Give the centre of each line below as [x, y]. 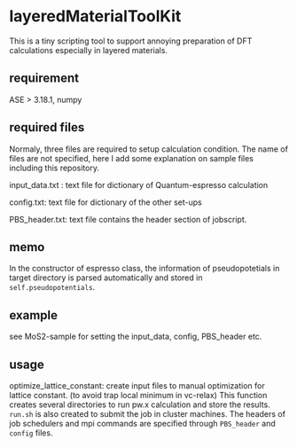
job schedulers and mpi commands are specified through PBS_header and [143, 423]
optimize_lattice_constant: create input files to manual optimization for [137, 386]
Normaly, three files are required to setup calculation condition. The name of [148, 149]
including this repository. [55, 168]
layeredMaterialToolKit [95, 16]
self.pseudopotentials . [52, 287]
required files [47, 127]
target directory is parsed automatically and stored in [106, 278]
